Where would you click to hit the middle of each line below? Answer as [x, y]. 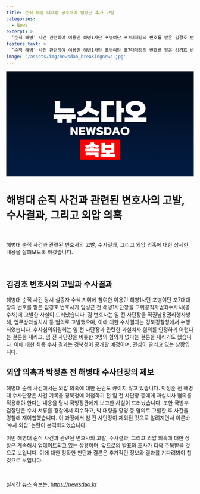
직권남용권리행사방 [169, 315]
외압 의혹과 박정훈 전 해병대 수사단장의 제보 [80, 372]
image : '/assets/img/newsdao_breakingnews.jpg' [66, 57]
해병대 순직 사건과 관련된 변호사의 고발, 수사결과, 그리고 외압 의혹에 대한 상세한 [97, 245]
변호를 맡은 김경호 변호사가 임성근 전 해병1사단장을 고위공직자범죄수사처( [101, 307]
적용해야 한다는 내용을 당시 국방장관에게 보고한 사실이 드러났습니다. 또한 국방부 [98, 403]
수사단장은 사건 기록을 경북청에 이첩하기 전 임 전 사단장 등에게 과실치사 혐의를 [102, 395]
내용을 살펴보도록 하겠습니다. [40, 252]
